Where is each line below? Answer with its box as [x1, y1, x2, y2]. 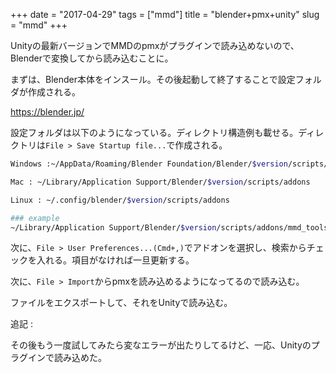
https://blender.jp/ [10, 106, 85, 118]
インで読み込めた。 [27, 352, 107, 364]
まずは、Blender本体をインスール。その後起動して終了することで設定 [10, 74, 296, 85]
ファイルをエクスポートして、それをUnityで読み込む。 [10, 297, 233, 309]
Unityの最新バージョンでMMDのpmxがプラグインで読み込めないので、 [10, 40, 300, 51]
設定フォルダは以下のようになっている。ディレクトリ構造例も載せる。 [10, 127, 299, 138]
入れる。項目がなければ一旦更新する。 [36, 254, 195, 266]
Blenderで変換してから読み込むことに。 [10, 52, 174, 64]
